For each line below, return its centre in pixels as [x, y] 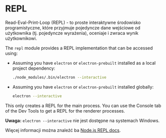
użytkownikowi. [21, 38]
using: [11, 53]
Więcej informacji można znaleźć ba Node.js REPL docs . [63, 130]
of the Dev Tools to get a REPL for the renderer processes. [65, 111]
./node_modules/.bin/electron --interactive [59, 77]
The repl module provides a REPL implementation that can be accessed [79, 48]
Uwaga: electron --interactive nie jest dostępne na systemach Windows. [83, 121]
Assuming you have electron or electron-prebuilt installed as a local [84, 63]
